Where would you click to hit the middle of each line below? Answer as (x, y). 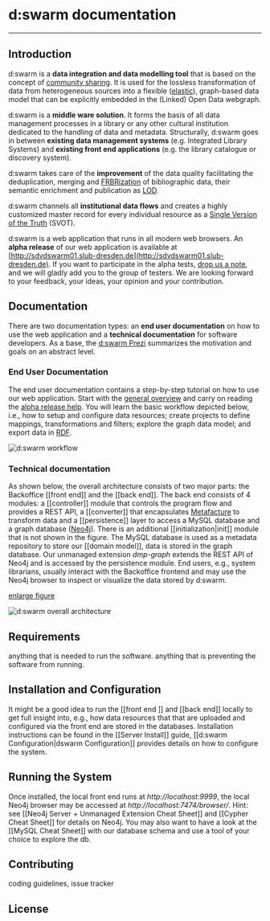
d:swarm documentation (92, 15)
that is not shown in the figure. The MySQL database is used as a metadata (133, 538)
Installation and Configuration (85, 690)
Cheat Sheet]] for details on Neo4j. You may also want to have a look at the (133, 822)
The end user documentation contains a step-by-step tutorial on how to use (134, 389)
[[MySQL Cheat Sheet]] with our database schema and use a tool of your (129, 830)
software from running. (46, 664)
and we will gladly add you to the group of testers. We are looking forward (131, 272)
